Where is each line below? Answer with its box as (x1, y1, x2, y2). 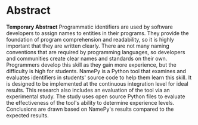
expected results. (6, 111, 49, 119)
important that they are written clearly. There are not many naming (6, 42, 170, 49)
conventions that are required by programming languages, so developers (6, 48, 185, 55)
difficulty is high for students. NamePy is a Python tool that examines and (6, 67, 187, 74)
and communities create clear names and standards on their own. (6, 55, 168, 62)
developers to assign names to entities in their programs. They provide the (6, 29, 189, 36)
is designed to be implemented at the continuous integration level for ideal (6, 80, 189, 87)
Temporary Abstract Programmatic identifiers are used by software (6, 23, 173, 30)
